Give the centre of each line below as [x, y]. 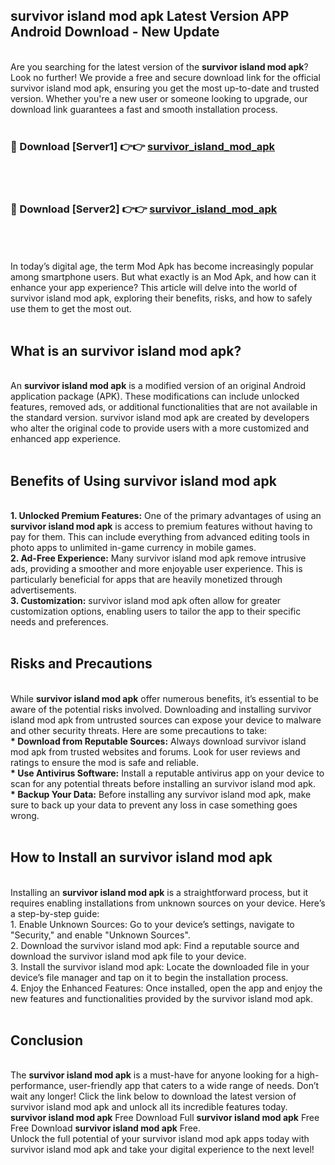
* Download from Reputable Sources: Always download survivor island [158, 741]
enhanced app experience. [66, 439]
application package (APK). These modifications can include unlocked [155, 396]
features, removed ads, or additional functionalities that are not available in [164, 407]
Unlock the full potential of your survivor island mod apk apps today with [160, 1139]
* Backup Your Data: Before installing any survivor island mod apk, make [161, 794]
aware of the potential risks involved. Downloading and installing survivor [161, 709]
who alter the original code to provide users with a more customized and [160, 428]
